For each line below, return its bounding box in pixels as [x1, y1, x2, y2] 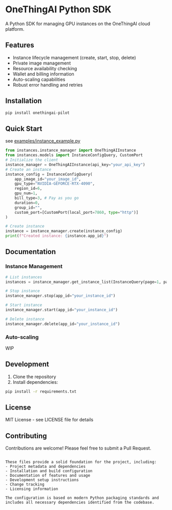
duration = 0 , [14, 200, 40, 206]
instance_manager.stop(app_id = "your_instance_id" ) [5, 293, 116, 298]
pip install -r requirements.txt [5, 389, 77, 394]
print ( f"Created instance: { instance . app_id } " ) [5, 233, 109, 239]
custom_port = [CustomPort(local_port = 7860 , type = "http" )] [14, 210, 139, 215]
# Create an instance [5, 167, 52, 172]
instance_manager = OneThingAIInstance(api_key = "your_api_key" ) [5, 162, 145, 167]
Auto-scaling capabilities [12, 76, 66, 83]
